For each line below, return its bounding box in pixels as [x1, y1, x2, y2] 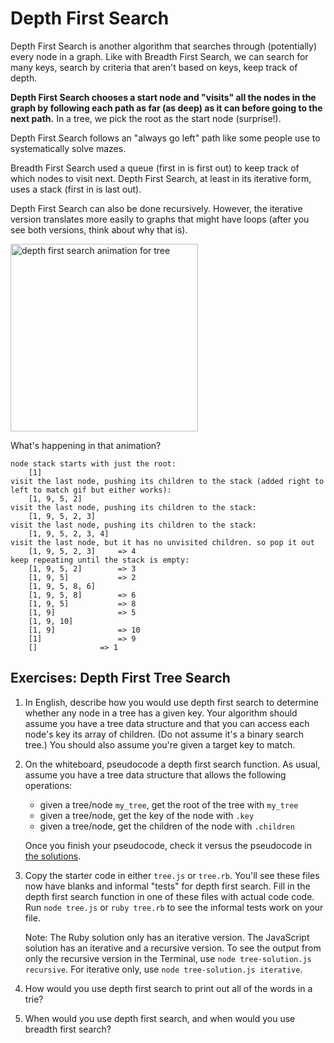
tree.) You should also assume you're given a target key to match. [24, 738, 296, 751]
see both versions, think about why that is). [10, 223, 188, 236]
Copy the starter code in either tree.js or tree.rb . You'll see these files [24, 869, 320, 881]
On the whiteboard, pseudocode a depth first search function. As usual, [24, 758, 321, 770]
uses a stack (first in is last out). [10, 183, 142, 195]
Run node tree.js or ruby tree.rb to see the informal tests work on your [24, 901, 324, 913]
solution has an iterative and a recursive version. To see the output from [24, 942, 322, 954]
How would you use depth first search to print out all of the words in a [24, 982, 313, 994]
